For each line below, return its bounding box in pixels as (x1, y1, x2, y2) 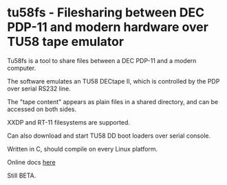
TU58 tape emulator (7, 34, 125, 49)
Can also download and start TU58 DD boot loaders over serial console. (7, 132, 211, 140)
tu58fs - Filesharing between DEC (7, 5, 205, 21)
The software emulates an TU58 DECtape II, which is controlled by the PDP (7, 77, 220, 85)
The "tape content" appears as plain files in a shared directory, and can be (7, 97, 219, 106)
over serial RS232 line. (7, 84, 71, 92)
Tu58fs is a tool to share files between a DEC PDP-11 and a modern (7, 56, 197, 64)
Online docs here (7, 158, 56, 166)
